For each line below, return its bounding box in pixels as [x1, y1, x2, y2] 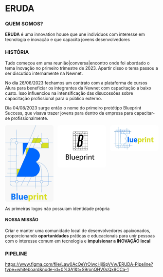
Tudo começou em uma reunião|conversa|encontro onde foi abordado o [5, 60, 150, 66]
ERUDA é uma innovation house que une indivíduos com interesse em [5, 31, 145, 37]
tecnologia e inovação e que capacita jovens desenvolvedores [5, 37, 130, 43]
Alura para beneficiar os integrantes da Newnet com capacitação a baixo [5, 85, 152, 91]
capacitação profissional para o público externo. [5, 95, 102, 101]
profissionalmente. [11, 115, 49, 121]
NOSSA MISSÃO [5, 217, 39, 223]
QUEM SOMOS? [5, 21, 43, 27]
